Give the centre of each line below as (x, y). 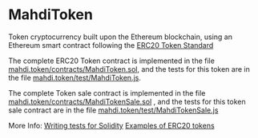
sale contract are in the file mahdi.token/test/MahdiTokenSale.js (113, 110)
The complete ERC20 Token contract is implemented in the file (111, 61)
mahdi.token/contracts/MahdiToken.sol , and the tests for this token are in (129, 69)
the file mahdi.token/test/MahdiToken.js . (75, 77)
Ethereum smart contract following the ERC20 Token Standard (111, 45)
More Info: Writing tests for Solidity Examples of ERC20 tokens (111, 125)
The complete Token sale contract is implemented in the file (107, 93)
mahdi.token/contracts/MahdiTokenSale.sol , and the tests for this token (127, 101)
